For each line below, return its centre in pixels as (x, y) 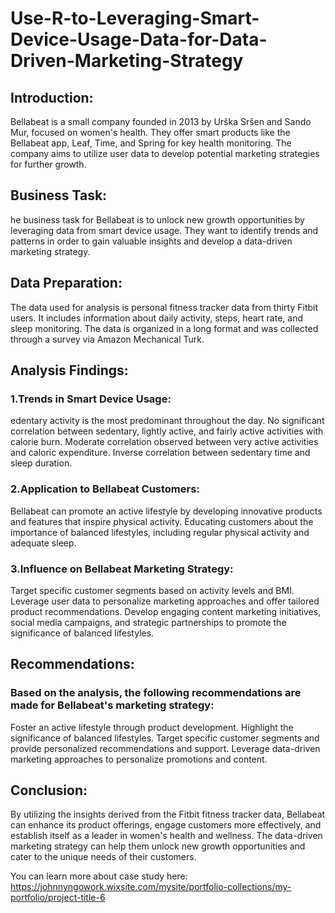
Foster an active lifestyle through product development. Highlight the (152, 727)
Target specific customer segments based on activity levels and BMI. (152, 590)
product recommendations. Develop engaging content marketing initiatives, (166, 611)
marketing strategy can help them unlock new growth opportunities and (158, 846)
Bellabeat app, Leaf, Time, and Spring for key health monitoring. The (151, 143)
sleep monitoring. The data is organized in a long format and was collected (164, 328)
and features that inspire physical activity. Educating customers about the (162, 521)
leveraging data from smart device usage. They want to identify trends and (164, 230)
